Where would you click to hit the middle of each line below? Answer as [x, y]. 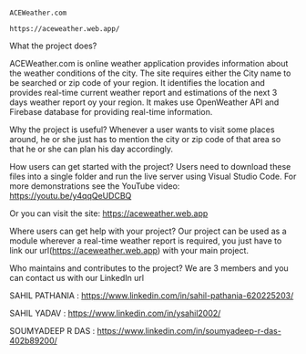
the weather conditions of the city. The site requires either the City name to [150, 73]
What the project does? [53, 46]
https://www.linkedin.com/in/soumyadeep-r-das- [189, 331]
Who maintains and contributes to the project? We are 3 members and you [149, 268]
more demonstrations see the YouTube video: [95, 186]
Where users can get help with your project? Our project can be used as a [148, 231]
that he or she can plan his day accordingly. [92, 149]
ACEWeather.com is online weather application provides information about [149, 63]
